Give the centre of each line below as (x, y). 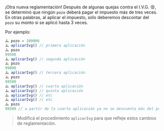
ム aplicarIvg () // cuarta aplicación (44, 86)
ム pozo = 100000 (22, 41)
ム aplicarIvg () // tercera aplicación (45, 73)
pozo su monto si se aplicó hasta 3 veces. (47, 22)
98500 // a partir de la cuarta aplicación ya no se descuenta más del (79, 109)
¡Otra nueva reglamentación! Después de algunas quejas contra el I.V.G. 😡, (81, 7)
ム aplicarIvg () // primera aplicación (45, 45)
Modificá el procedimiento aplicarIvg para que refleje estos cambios (87, 118)
